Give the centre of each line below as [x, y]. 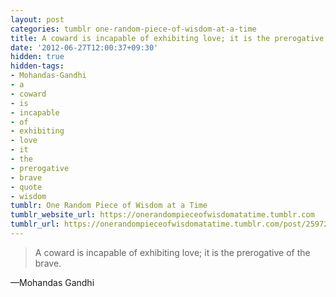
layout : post [37, 19]
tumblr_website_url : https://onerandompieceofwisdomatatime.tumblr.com [162, 215]
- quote [26, 187]
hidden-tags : [37, 66]
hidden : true [37, 57]
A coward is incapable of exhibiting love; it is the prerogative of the [172, 252]
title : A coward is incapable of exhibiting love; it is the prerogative [167, 38]
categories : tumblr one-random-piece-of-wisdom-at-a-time [133, 29]
